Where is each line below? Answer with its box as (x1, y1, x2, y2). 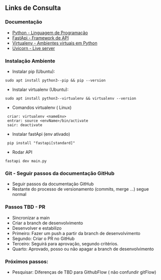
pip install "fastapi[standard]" (7, 140, 76, 146)
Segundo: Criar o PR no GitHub (12, 236, 75, 241)
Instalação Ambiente (5, 57, 56, 64)
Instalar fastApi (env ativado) (12, 131, 70, 137)
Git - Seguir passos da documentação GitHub (5, 170, 115, 176)
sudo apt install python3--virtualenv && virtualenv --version (5, 96, 137, 101)
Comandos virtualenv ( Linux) (12, 105, 72, 110)
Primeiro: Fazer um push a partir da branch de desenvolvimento (12, 230, 141, 236)
